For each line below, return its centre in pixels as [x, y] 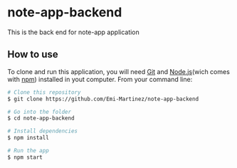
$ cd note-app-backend [41, 118]
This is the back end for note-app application [74, 32]
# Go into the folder [39, 112]
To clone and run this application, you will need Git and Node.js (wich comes [118, 71]
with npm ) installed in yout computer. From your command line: [100, 79]
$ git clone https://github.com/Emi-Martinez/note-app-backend [103, 99]
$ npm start [25, 157]
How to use [33, 54]
